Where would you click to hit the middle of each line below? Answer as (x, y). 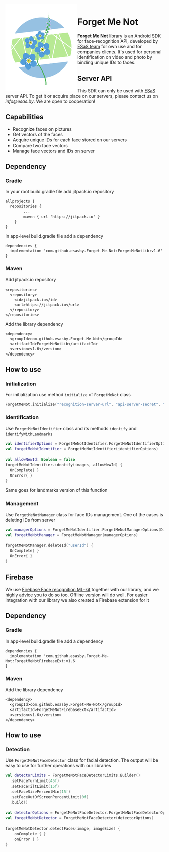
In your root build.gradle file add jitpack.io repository (60, 192)
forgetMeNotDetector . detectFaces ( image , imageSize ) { (63, 829)
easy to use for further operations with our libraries (58, 766)
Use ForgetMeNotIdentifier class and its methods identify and (71, 429)
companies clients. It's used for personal (120, 52)
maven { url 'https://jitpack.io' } (62, 217)
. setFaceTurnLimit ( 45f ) (34, 781)
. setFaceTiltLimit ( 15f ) (34, 787)
